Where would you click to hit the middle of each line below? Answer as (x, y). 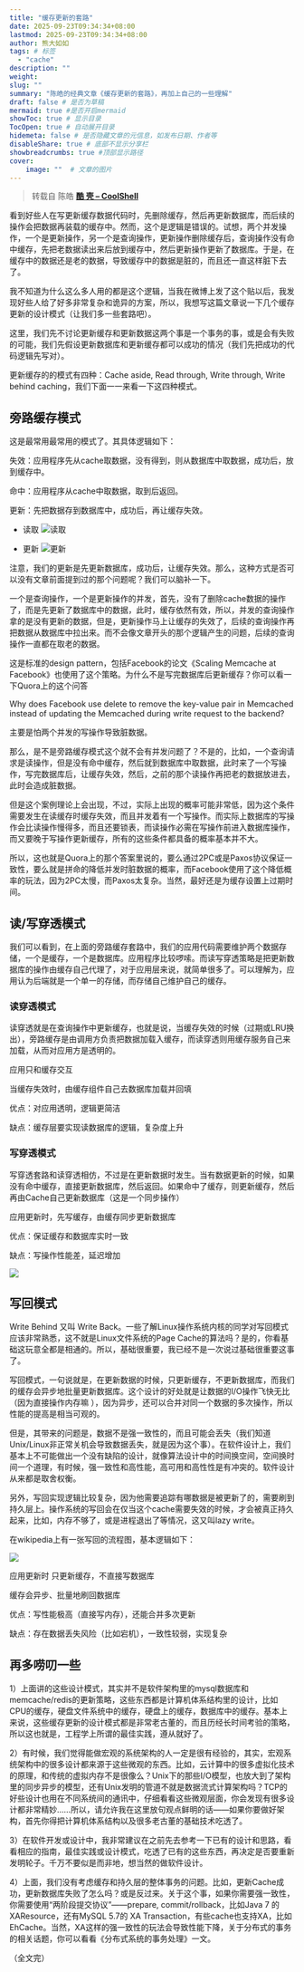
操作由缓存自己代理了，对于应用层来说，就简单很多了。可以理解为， (160, 969)
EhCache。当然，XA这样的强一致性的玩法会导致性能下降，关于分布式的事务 (151, 1928)
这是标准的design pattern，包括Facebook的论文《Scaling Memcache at (143, 663)
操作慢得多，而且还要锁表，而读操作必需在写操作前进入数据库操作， (167, 827)
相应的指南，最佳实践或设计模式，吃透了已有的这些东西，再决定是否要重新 (156, 1852)
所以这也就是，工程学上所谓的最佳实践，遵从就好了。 (109, 1734)
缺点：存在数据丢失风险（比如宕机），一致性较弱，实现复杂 (119, 1634)
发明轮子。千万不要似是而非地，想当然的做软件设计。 (109, 1863)
